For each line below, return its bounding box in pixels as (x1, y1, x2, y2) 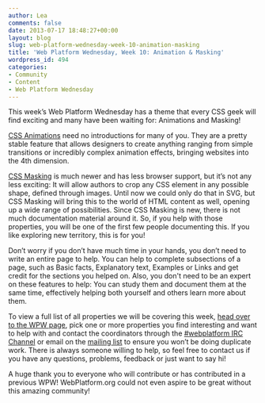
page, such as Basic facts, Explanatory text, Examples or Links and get (8, 263, 239, 272)
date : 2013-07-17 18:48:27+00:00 (8, 26, 119, 34)
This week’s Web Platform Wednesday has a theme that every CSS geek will (8, 107, 256, 117)
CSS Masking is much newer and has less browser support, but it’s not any (8, 171, 252, 181)
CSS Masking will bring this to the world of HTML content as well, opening (8, 197, 251, 206)
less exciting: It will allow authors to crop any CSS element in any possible (8, 180, 249, 190)
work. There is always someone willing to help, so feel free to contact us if (8, 346, 251, 355)
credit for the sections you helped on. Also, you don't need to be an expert (8, 271, 252, 281)
